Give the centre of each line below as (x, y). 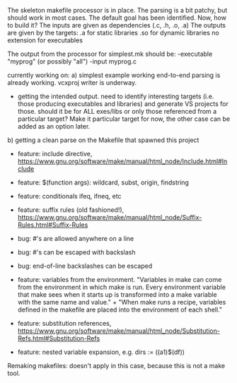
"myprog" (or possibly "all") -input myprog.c (72, 61)
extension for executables (45, 40)
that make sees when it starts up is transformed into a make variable (117, 295)
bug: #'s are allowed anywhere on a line (76, 238)
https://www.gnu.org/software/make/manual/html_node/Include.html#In (122, 161)
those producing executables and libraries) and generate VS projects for (123, 104)
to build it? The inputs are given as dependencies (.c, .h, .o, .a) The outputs (117, 25)
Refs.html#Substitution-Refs (59, 338)
